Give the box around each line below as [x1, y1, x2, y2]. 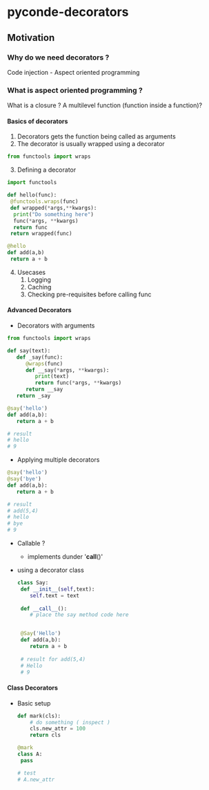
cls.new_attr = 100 [30, 725, 86, 733]
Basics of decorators [7, 117, 68, 125]
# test [17, 769, 37, 776]
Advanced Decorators [7, 306, 72, 314]
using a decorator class [17, 566, 84, 575]
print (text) [34, 373, 70, 380]
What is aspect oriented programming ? [7, 85, 143, 95]
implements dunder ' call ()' [27, 553, 103, 561]
